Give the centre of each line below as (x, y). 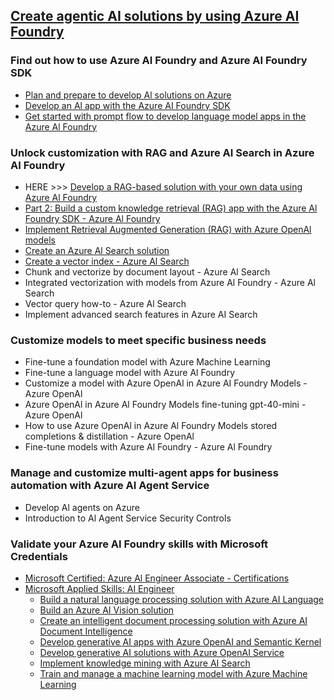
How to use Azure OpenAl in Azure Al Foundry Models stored (151, 426)
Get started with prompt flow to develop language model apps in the (165, 116)
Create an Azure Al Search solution (97, 250)
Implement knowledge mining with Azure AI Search (145, 663)
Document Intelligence (86, 631)
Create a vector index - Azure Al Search (107, 261)
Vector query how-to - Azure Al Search (105, 303)
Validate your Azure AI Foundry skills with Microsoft (139, 544)
